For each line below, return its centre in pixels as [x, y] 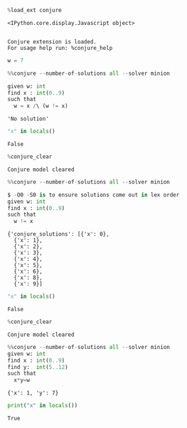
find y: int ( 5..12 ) [38, 367]
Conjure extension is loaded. [52, 42]
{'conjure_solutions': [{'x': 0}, [59, 234]
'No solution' [28, 119]
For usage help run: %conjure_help [60, 48]
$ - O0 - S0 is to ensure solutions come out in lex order [93, 195]
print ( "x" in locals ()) [43, 406]
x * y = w [22, 380]
